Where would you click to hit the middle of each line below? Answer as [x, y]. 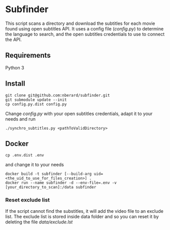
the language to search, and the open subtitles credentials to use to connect [85, 34]
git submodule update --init [36, 100]
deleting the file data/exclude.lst [39, 222]
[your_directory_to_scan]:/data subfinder [51, 187]
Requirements [28, 55]
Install [15, 84]
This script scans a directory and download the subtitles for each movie [80, 23]
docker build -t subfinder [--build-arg [49, 174]
